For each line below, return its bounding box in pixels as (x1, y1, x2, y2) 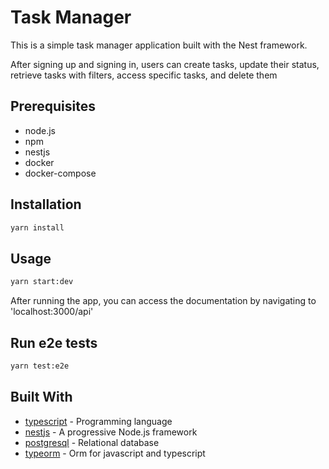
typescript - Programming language (24, 415, 173, 427)
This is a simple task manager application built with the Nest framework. (10, 39, 308, 51)
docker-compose (24, 167, 97, 179)
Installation (10, 196, 82, 213)
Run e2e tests (10, 334, 98, 351)
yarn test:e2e (10, 361, 70, 371)
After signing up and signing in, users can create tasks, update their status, (10, 58, 320, 70)
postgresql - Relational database (24, 436, 160, 448)
